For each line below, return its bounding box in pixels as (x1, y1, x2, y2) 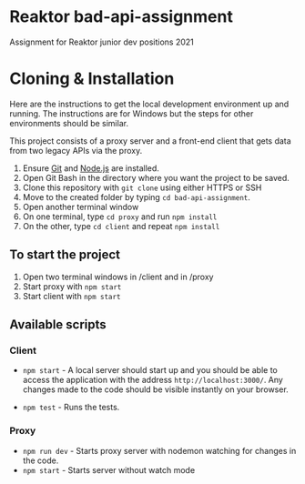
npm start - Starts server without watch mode (22, 464, 196, 475)
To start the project (9, 247, 121, 263)
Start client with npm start (22, 290, 121, 301)
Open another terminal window (22, 201, 139, 212)
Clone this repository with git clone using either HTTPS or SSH (22, 182, 262, 193)
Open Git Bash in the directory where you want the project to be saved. (22, 172, 290, 183)
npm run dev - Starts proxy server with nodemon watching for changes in (22, 445, 297, 456)
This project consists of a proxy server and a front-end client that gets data (9, 135, 291, 146)
